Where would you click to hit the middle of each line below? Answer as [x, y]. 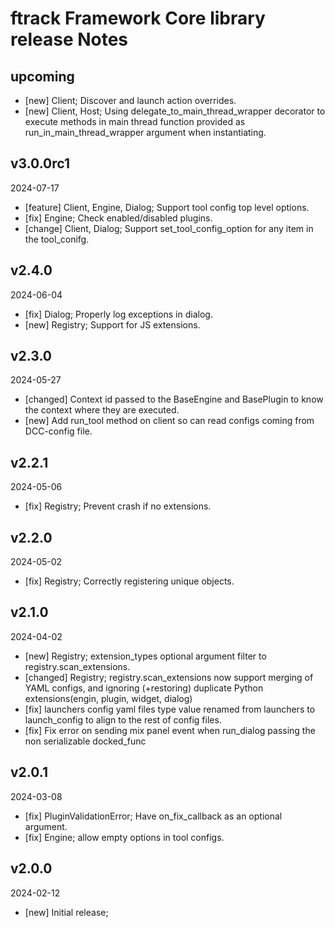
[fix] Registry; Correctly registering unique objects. [129, 581]
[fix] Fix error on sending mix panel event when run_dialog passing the [170, 730]
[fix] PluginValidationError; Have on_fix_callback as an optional [153, 816]
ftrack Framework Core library [138, 18]
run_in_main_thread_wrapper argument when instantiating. [145, 132]
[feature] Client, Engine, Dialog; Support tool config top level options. [167, 207]
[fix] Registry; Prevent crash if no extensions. [118, 506]
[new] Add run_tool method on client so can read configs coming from [169, 421]
